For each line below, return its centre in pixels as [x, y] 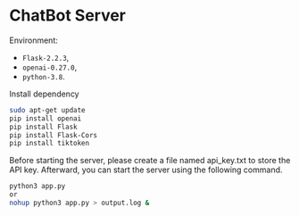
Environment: [33, 40]
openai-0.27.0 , [50, 67]
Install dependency [44, 94]
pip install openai [46, 118]
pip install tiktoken [50, 144]
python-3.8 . [43, 76]
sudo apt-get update [48, 110]
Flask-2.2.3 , [46, 57]
